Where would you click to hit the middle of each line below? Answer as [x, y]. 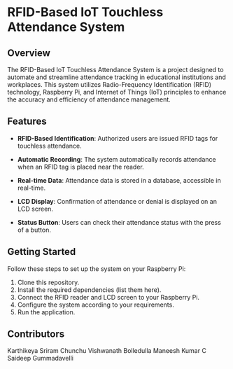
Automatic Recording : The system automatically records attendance [116, 159]
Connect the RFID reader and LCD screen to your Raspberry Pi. [108, 297]
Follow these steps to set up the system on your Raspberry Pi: [97, 269]
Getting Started [42, 252]
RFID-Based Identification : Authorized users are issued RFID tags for [118, 138]
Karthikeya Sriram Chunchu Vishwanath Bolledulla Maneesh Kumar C [107, 351]
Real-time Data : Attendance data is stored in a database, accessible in [119, 180]
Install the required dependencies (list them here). [89, 290]
